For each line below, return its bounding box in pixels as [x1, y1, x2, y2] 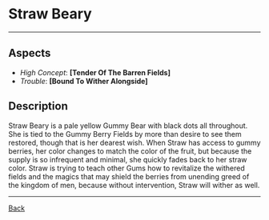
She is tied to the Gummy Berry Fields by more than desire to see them [8, 129, 242, 138]
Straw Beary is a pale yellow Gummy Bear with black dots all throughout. [8, 121, 248, 130]
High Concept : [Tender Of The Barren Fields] [19, 67, 171, 77]
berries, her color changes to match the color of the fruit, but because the [8, 146, 252, 156]
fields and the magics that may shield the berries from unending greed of [8, 171, 250, 181]
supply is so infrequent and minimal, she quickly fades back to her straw [8, 154, 247, 164]
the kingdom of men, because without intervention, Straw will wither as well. [8, 180, 260, 190]
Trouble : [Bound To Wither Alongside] [19, 76, 148, 86]
